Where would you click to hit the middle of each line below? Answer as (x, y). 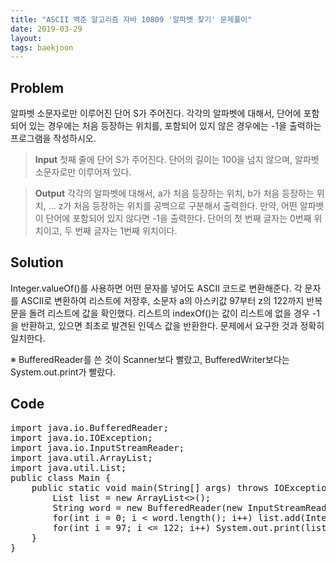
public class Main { (61, 477)
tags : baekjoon (42, 47)
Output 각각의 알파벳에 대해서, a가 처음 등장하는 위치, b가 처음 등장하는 (174, 193)
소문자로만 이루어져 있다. (83, 172)
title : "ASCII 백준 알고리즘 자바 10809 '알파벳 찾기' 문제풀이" (131, 19)
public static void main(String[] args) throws (150, 487)
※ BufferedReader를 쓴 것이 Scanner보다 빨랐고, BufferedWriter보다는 (150, 359)
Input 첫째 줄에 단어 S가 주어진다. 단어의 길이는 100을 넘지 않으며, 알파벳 (177, 160)
